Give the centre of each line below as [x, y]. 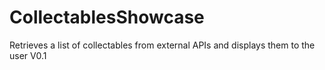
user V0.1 [28, 55]
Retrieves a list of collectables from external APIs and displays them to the [162, 45]
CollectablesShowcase [107, 17]
